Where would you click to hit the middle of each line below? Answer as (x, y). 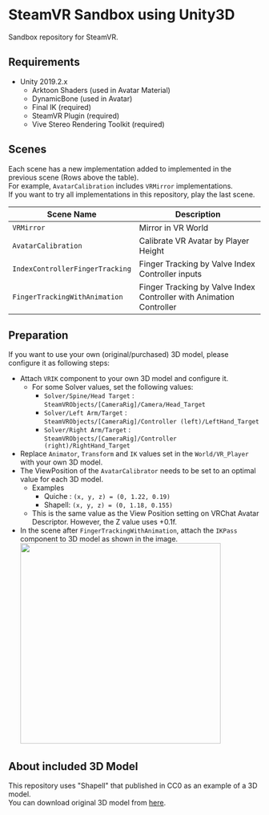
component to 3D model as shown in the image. (99, 539)
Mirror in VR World (174, 228)
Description (198, 214)
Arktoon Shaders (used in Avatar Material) (101, 90)
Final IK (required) (62, 107)
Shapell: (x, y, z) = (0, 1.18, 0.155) (108, 505)
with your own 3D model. (61, 462)
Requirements (44, 62)
